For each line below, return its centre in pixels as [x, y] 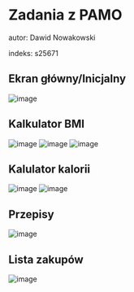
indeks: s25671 [33, 53]
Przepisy [31, 214]
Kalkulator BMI [47, 124]
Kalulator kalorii [50, 169]
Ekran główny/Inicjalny [67, 79]
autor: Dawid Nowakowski [52, 37]
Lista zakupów [46, 259]
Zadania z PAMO [65, 15]
